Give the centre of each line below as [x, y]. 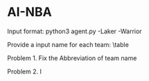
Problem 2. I [24, 71]
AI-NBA [29, 12]
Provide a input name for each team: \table [68, 44]
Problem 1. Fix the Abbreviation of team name [72, 58]
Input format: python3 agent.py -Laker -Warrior [74, 31]
